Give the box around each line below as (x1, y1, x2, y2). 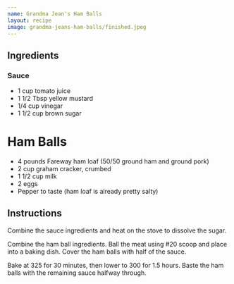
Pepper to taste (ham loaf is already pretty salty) (17, 187, 159, 195)
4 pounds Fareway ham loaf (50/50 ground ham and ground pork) (17, 157, 209, 166)
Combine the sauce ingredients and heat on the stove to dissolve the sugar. (7, 226, 227, 235)
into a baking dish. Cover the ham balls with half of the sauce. (7, 247, 187, 256)
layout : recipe (7, 17, 52, 24)
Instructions (7, 207, 62, 219)
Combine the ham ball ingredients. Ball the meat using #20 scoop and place (7, 240, 228, 248)
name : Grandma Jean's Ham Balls (7, 10, 102, 18)
